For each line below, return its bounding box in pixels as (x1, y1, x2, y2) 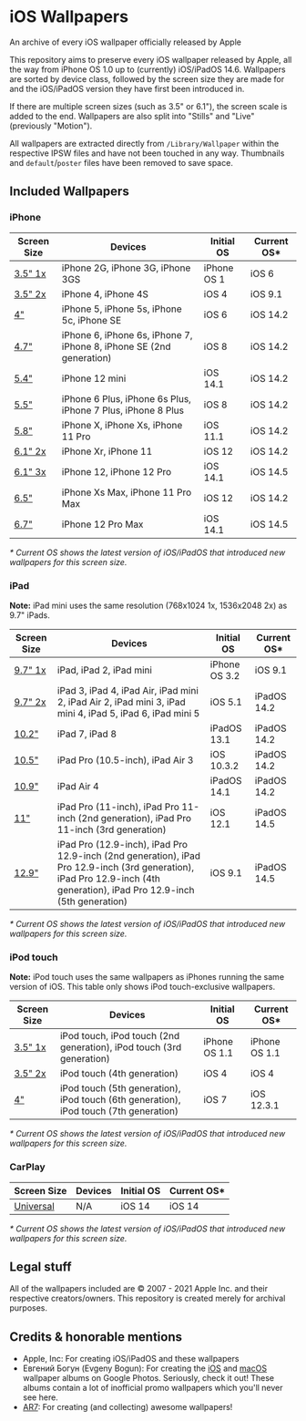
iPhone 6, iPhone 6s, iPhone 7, (61, 328, 193, 341)
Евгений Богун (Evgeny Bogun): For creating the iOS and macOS (22, 1363, 267, 1374)
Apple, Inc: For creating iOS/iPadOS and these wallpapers (22, 1354, 240, 1364)
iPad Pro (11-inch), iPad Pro (57, 800, 180, 813)
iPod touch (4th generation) (59, 1067, 179, 1080)
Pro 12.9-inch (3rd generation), (57, 860, 195, 873)
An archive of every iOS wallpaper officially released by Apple (9, 36, 241, 47)
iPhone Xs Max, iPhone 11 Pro (61, 486, 192, 499)
